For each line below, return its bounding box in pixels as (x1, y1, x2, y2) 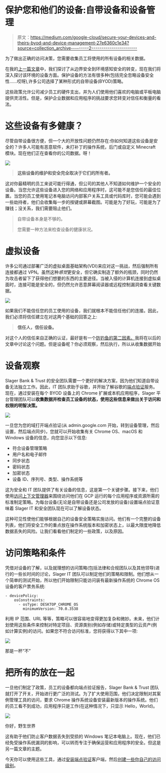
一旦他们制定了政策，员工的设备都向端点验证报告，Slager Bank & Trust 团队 (5, 684, 159, 690)
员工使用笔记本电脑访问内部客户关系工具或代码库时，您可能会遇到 (26, 193, 161, 199)
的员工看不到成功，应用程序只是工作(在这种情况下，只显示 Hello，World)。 (5, 703, 158, 709)
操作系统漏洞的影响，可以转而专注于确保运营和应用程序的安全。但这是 (18, 739, 161, 745)
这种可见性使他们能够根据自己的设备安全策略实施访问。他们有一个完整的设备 (5, 516, 161, 522)
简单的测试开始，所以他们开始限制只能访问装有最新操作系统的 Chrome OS (9, 577, 160, 583)
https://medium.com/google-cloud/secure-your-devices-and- (30, 34, 157, 40)
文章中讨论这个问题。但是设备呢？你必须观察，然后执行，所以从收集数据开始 (5, 341, 161, 347)
